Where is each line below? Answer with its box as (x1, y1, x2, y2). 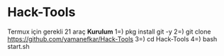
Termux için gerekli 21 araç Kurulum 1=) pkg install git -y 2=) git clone (7, 27, 211, 36)
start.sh (7, 42, 30, 50)
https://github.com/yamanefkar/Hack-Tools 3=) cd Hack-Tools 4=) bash (7, 34, 218, 43)
